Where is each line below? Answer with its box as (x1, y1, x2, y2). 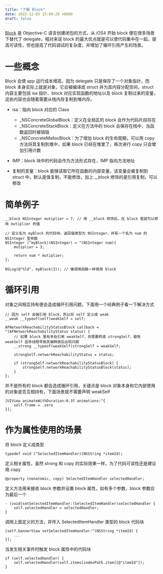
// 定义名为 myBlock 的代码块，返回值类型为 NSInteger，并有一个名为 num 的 (5, 231, 147, 236)
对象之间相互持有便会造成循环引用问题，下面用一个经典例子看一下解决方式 (5, 302, 154, 307)
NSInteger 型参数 (5, 236, 38, 241)
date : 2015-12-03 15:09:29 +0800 (5, 12, 73, 17)
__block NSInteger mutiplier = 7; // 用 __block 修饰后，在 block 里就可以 (5, 216, 155, 221)
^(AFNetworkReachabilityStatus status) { (5, 329, 91, 334)
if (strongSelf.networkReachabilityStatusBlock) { (14, 361, 119, 366)
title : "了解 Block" (5, 7, 45, 12)
